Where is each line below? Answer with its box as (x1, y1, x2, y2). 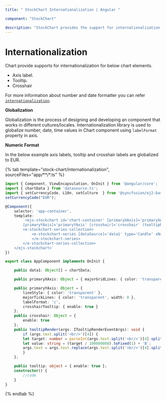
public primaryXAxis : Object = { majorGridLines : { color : (14, 277, 138, 282)
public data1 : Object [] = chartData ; (14, 268, 92, 273)
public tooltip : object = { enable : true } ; (14, 364, 107, 369)
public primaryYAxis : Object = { (14, 286, 83, 291)
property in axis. (5, 133, 39, 138)
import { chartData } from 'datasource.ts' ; (5, 186, 98, 191)
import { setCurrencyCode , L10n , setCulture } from (5, 191, 116, 196)
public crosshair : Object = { (14, 313, 77, 318)
